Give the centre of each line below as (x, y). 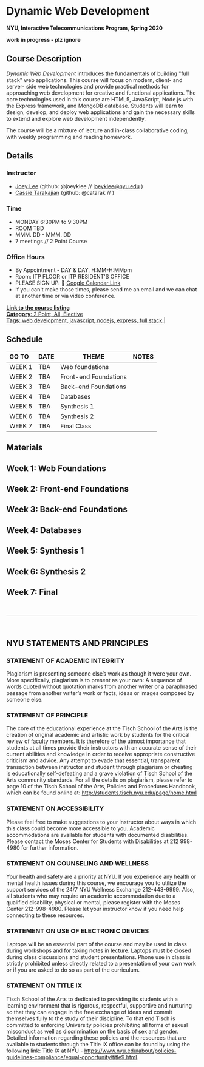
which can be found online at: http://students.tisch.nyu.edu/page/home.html (102, 793)
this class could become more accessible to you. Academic (80, 828)
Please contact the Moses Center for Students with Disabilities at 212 (93, 841)
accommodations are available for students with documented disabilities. (98, 835)
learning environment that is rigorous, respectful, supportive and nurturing (99, 1005)
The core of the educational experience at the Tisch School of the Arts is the (102, 728)
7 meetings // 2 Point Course (51, 241)
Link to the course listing (38, 308)
